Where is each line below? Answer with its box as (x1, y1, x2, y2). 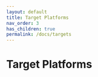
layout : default (6, 8, 47, 15)
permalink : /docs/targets (6, 32, 71, 38)
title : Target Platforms (6, 15, 69, 21)
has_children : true (6, 25, 56, 32)
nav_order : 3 (6, 20, 39, 26)
